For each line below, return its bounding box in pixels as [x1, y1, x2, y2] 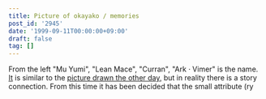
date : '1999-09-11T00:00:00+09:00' [8, 27, 129, 35]
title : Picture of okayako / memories [8, 11, 139, 20]
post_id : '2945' [8, 19, 63, 28]
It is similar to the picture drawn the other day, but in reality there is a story [8, 73, 258, 83]
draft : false [8, 34, 53, 43]
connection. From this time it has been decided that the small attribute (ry [8, 82, 254, 92]
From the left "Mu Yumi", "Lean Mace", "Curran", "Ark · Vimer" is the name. [8, 64, 259, 74]
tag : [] [8, 42, 35, 50]
